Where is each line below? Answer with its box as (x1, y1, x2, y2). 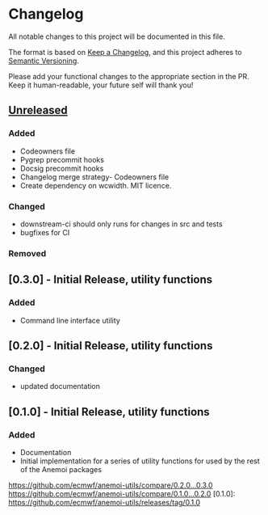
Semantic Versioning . (8, 56, 79, 65)
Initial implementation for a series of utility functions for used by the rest (19, 456, 260, 466)
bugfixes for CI (19, 227, 70, 237)
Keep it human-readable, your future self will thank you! (8, 80, 194, 90)
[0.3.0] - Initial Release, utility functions (8, 272, 213, 287)
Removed (8, 247, 47, 259)
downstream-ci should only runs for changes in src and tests (19, 219, 224, 229)
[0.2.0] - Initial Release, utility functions (8, 339, 213, 352)
